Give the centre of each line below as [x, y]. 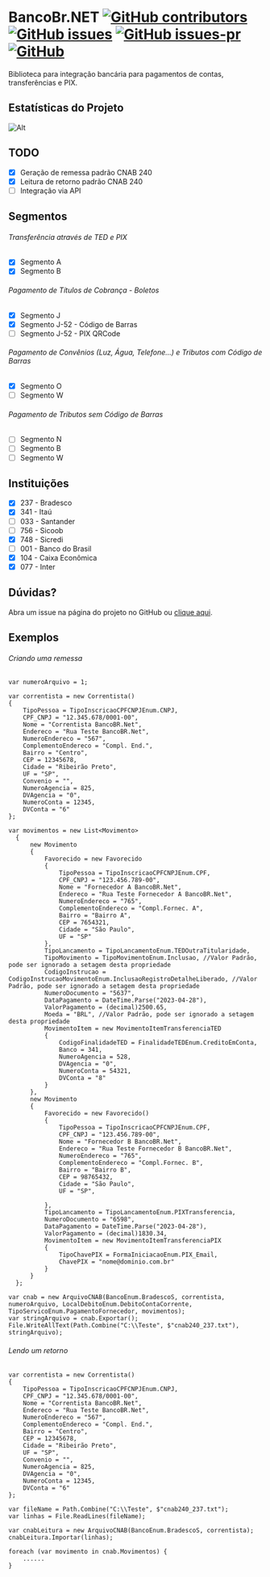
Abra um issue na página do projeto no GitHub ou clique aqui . [110, 612]
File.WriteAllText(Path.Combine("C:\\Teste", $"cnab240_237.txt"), [124, 1326]
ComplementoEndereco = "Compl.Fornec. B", [131, 1163]
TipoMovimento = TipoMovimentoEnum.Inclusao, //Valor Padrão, [151, 958]
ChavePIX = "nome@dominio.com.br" [117, 1262]
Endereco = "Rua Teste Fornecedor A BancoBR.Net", [145, 894]
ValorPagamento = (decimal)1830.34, [106, 1234]
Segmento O [41, 386]
